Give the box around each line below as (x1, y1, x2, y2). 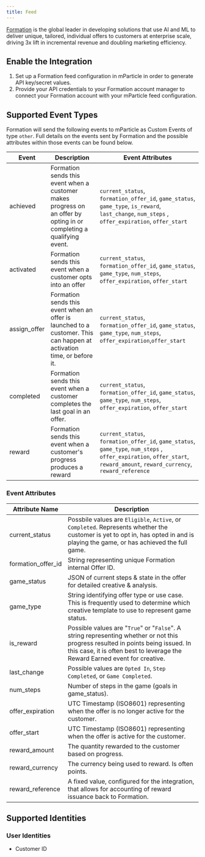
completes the (51, 399, 92, 408)
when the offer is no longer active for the (67, 707, 185, 715)
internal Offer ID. (67, 563, 115, 572)
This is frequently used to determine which (67, 598, 190, 607)
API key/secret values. (15, 79, 71, 86)
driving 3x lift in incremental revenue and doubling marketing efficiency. (6, 38, 187, 46)
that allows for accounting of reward (67, 784, 172, 793)
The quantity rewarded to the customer (67, 742, 180, 750)
